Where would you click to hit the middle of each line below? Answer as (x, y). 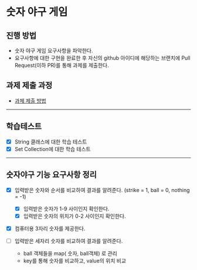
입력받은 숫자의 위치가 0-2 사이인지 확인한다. (74, 216)
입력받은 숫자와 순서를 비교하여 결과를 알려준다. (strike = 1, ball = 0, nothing (102, 190)
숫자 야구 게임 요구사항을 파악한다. (54, 51)
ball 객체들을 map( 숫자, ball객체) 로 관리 (70, 253)
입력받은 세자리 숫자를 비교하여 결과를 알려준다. (69, 241)
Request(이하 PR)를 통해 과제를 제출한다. (62, 65)
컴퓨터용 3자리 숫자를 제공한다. (50, 228)
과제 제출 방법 (30, 101)
